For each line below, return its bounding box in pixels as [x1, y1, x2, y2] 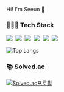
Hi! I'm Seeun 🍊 [6, 6, 45, 13]
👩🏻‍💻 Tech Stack [6, 21, 54, 29]
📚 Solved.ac [6, 62, 45, 71]
